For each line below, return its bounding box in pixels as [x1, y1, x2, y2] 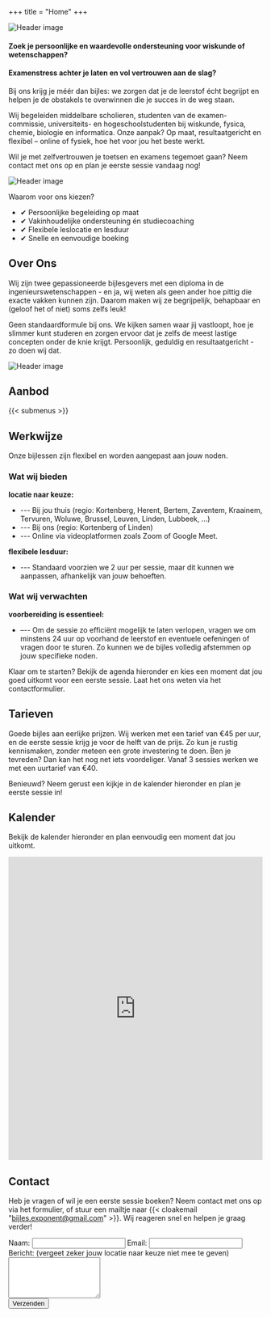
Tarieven [8, 707, 54, 721]
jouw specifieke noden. [19, 650, 98, 660]
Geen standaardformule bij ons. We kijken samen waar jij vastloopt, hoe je [8, 320, 254, 329]
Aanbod [8, 384, 50, 398]
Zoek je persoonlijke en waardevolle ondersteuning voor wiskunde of [8, 40, 245, 51]
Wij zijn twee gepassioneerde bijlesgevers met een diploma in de [8, 278, 224, 288]
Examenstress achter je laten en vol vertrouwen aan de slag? [8, 68, 217, 78]
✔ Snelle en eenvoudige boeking [19, 233, 129, 243]
